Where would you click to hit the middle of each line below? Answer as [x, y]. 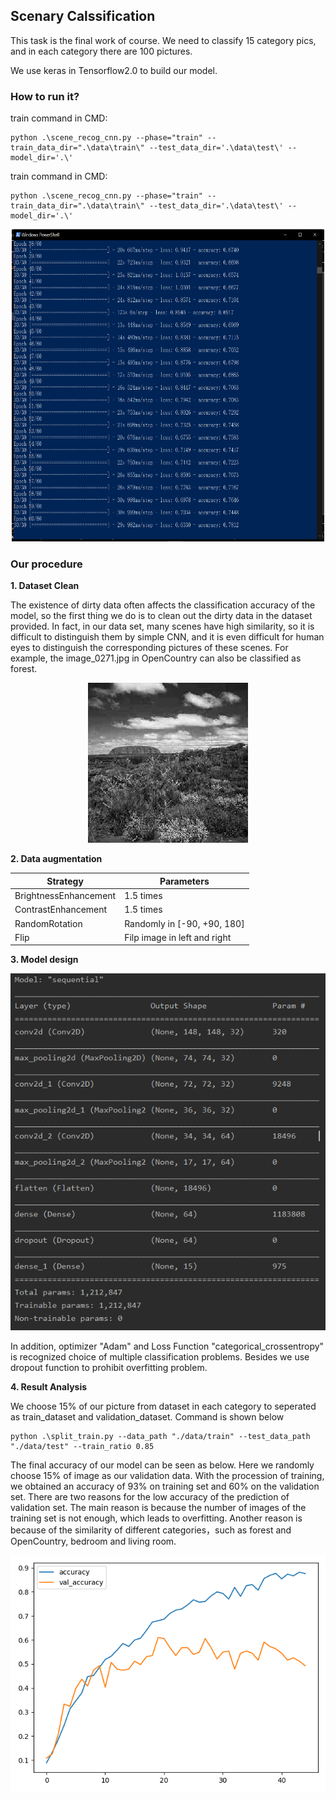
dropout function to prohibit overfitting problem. [109, 1368]
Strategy [65, 881]
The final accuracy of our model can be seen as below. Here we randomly [162, 1465]
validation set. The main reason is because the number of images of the [158, 1508]
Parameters [184, 881]
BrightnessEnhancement [65, 896]
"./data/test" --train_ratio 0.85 [82, 1447]
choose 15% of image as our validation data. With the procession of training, [167, 1476]
